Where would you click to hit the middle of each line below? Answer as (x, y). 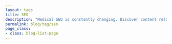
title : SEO (17, 15)
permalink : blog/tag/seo (32, 24)
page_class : (18, 29)
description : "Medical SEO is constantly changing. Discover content (81, 19)
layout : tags (19, 10)
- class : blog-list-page (32, 33)
